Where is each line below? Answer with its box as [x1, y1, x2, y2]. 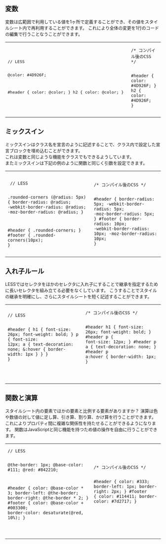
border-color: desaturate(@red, [7, 510, 84, 516]
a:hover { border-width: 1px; [85, 354, 157, 360]
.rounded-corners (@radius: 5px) [7, 194, 86, 200]
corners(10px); [7, 237, 43, 243]
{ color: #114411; [93, 494, 137, 499]
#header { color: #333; [93, 479, 150, 485]
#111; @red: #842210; [7, 467, 58, 473]
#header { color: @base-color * [7, 485, 84, 491]
